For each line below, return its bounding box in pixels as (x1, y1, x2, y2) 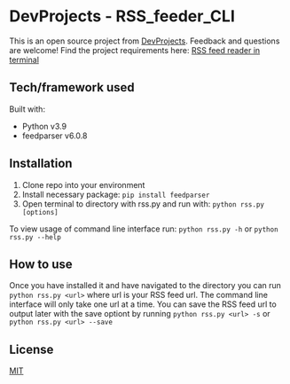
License (9, 341, 54, 357)
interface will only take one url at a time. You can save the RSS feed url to (9, 299, 277, 310)
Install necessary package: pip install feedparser (21, 189, 210, 200)
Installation (9, 156, 73, 171)
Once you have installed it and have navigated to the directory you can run (9, 280, 282, 291)
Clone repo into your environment (21, 179, 145, 190)
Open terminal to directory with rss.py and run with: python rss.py (21, 198, 264, 209)
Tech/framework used (9, 80, 135, 95)
